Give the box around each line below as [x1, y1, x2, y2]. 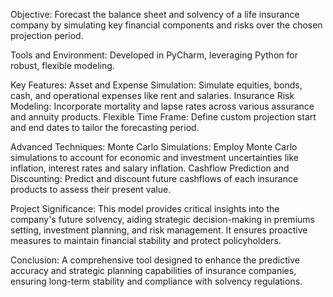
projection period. [10, 30, 84, 41]
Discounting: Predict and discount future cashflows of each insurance [10, 173, 299, 184]
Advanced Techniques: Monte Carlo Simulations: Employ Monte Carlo [10, 141, 298, 153]
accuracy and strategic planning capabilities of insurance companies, [10, 265, 297, 276]
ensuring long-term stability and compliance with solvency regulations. [10, 275, 303, 287]
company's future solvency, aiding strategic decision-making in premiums [10, 214, 315, 225]
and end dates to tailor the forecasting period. [10, 122, 200, 133]
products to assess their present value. [10, 184, 172, 195]
